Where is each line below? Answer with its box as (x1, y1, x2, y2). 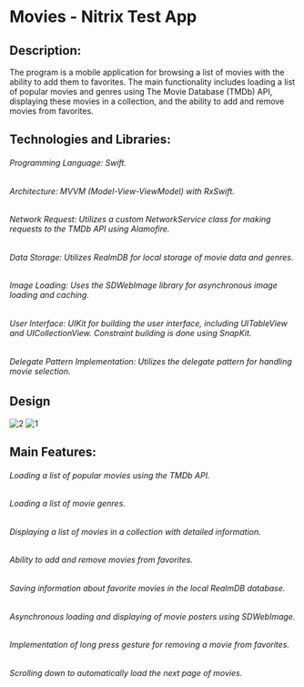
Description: (9, 43, 82, 58)
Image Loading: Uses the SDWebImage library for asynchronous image (9, 280, 278, 291)
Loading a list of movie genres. (9, 498, 126, 509)
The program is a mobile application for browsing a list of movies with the (9, 67, 285, 77)
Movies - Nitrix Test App (9, 6, 198, 27)
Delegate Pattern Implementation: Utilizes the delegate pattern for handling (9, 355, 293, 366)
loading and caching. (9, 290, 89, 301)
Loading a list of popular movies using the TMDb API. (9, 469, 210, 480)
